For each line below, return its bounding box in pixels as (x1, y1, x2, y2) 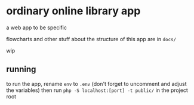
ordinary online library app (6, 4, 141, 18)
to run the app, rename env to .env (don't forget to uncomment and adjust (6, 80, 187, 87)
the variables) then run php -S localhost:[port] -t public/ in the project (6, 87, 188, 94)
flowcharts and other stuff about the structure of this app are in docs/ (6, 35, 177, 42)
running (6, 64, 36, 75)
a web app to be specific (6, 24, 67, 31)
